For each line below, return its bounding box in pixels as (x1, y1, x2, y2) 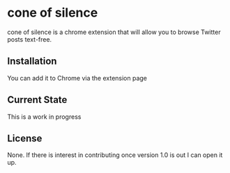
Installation (7, 56, 57, 67)
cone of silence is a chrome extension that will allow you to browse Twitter (7, 28, 221, 36)
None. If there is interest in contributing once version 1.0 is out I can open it (7, 151, 223, 159)
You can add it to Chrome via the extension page (7, 74, 148, 82)
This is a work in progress (7, 113, 82, 121)
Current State (7, 94, 68, 106)
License (7, 132, 43, 144)
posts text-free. (7, 35, 52, 43)
